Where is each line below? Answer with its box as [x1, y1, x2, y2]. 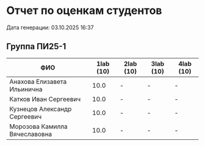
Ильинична [9, 85, 43, 93]
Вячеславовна [9, 130, 52, 138]
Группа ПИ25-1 [6, 41, 67, 52]
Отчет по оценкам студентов [6, 4, 163, 18]
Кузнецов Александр [9, 105, 72, 113]
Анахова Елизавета [9, 77, 67, 86]
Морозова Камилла [9, 122, 68, 131]
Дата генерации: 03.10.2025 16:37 [6, 24, 94, 31]
